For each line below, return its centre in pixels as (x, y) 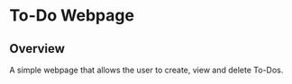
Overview (37, 49)
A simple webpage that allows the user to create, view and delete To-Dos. (146, 70)
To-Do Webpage (72, 16)
